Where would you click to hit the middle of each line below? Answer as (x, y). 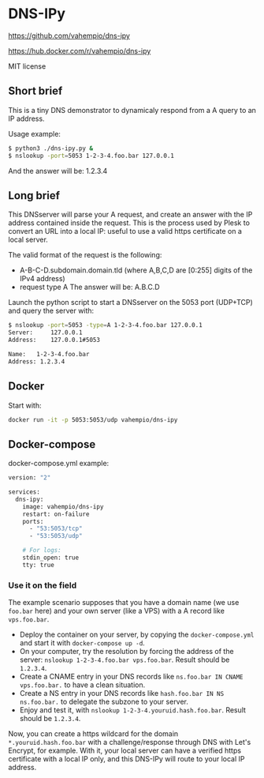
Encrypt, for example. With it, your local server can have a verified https (125, 750)
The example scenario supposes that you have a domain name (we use (124, 603)
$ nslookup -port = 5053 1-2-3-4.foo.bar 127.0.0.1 (91, 156)
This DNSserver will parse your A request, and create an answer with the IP (130, 215)
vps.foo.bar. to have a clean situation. (82, 685)
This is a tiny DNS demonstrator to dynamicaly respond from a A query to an (132, 110)
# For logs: (42, 551)
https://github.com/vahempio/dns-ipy (69, 36)
